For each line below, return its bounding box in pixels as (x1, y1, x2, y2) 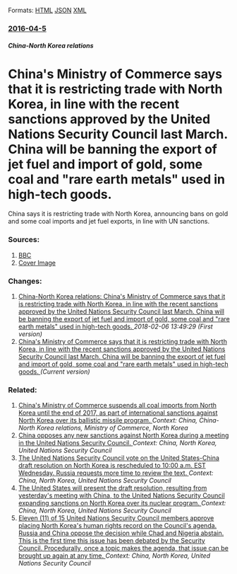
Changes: (8, 276, 42, 286)
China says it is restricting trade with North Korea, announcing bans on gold (8, 209, 229, 218)
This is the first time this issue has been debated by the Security (18, 536, 205, 545)
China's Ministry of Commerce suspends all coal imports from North (18, 401, 217, 410)
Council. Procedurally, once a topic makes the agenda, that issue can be (18, 544, 229, 553)
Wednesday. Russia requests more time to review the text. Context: (18, 469, 214, 477)
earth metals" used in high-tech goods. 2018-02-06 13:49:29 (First (18, 322, 214, 331)
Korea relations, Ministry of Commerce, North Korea (37, 424, 189, 432)
